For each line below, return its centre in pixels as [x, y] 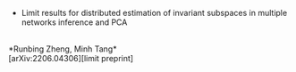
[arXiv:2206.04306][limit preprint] [71, 58]
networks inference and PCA [74, 22]
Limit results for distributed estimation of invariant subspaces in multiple [154, 13]
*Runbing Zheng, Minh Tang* [63, 49]
